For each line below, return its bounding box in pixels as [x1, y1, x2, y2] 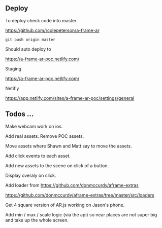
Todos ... [5, 110, 34, 119]
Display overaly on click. [5, 172, 56, 178]
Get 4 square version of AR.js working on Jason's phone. [5, 202, 125, 208]
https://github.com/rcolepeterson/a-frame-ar [5, 27, 100, 33]
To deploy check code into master [5, 17, 77, 23]
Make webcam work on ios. [5, 123, 63, 129]
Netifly [5, 85, 19, 91]
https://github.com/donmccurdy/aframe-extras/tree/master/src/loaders [5, 192, 155, 198]
